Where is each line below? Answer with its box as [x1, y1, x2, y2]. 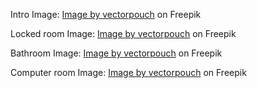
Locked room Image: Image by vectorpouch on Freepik [10, 28, 237, 39]
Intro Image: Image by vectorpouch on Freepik [10, 9, 202, 20]
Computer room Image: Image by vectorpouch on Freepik [10, 67, 247, 78]
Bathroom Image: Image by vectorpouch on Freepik [10, 47, 223, 59]
